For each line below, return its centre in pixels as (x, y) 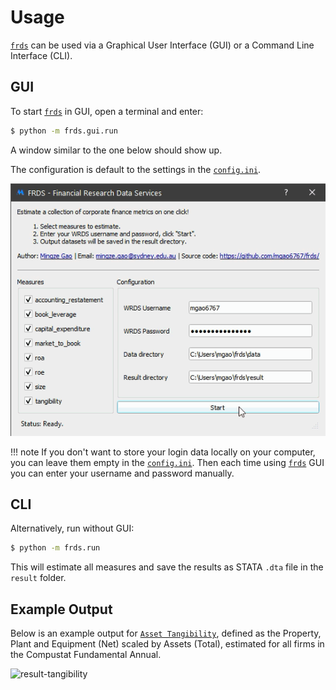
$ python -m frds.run (55, 548)
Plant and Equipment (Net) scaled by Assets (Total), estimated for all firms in (167, 644)
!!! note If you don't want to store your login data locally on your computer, (163, 452)
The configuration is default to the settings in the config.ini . (136, 169)
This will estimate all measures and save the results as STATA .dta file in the (167, 567)
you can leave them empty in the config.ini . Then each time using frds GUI (167, 462)
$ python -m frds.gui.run (64, 131)
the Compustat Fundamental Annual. (86, 655)
